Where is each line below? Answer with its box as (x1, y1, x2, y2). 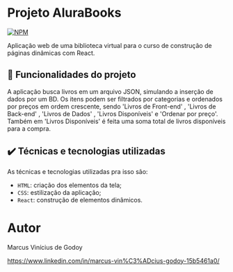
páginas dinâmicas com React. (7, 49, 95, 57)
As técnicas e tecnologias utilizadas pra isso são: (7, 167, 148, 175)
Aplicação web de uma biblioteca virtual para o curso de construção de (7, 41, 212, 49)
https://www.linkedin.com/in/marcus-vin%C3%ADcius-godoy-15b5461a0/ (7, 256, 220, 265)
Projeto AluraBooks (7, 5, 122, 21)
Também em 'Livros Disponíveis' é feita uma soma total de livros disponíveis (7, 117, 226, 125)
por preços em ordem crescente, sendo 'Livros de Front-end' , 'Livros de (7, 102, 216, 111)
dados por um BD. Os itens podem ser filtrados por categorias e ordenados (7, 95, 223, 103)
